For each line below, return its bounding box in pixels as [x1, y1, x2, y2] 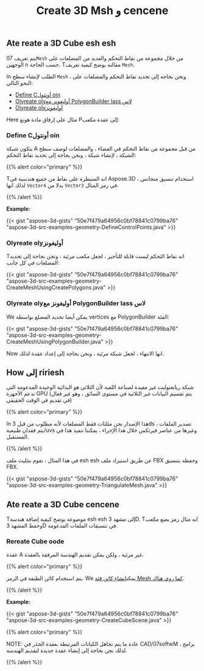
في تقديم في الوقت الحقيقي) [6, 396, 72, 404]
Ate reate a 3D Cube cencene [6, 499, 120, 510]
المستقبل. [6, 433, 29, 440]
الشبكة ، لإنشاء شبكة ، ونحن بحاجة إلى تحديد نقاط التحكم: [6, 151, 136, 159]
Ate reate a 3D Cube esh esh [6, 38, 116, 49]
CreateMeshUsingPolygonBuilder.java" [6, 338, 104, 345]
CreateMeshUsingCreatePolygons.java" [6, 284, 106, 291]
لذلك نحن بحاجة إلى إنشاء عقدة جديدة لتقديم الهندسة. [6, 647, 128, 654]
